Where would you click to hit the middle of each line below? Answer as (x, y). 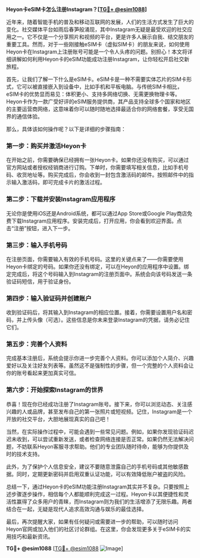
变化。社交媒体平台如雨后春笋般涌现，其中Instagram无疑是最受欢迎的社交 (97, 29)
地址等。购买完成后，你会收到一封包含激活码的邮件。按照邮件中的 (107, 175)
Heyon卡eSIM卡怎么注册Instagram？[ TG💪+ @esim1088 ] (76, 9)
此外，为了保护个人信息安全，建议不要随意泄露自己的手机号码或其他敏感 (95, 466)
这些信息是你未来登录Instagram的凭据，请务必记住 (128, 320)
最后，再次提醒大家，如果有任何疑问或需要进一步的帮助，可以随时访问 (92, 521)
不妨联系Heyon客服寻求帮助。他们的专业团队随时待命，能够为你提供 (100, 446)
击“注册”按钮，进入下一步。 (40, 228)
